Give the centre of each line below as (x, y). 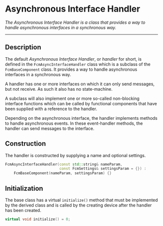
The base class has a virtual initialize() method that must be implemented (81, 200)
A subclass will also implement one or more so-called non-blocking (72, 98)
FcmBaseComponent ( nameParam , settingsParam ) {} (63, 173)
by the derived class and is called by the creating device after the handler (78, 205)
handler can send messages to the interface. (50, 128)
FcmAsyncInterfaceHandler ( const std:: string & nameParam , (64, 164)
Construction (25, 144)
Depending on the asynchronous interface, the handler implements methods (81, 118)
